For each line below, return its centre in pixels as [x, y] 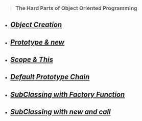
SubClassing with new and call [60, 112]
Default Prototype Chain [50, 77]
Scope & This [32, 60]
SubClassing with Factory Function [67, 94]
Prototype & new [37, 42]
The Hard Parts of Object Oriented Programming [76, 8]
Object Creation [36, 25]
